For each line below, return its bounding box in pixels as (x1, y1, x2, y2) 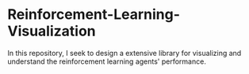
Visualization (7, 22, 96, 40)
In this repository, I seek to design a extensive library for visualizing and (7, 48, 242, 57)
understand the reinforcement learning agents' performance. (7, 57, 207, 66)
